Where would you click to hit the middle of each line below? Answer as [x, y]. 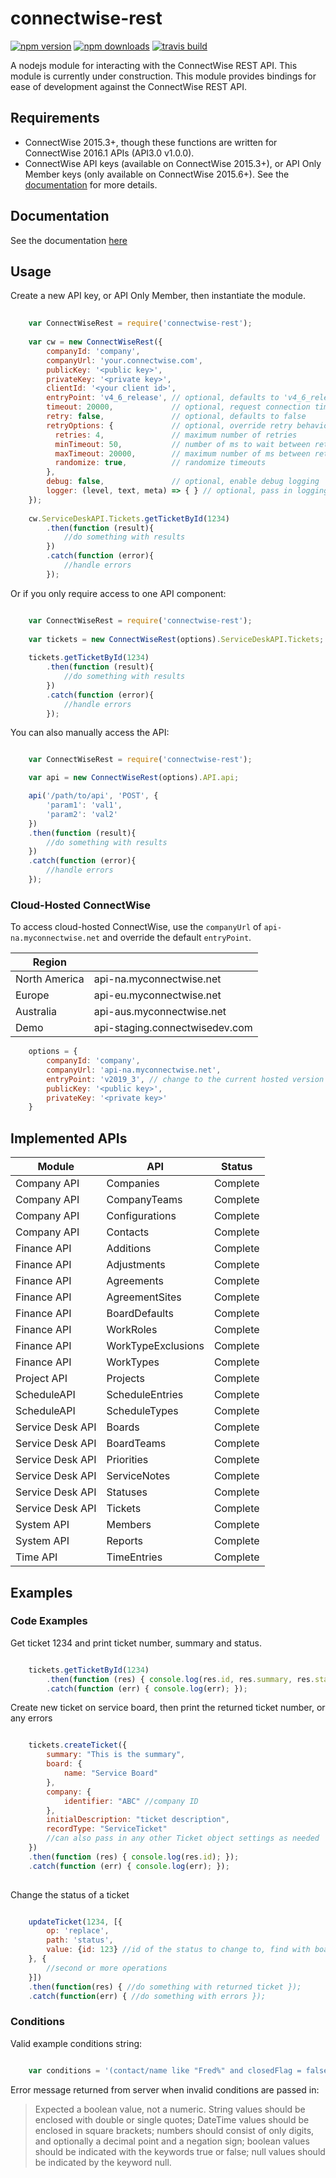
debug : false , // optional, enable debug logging [183, 482]
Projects [125, 1379]
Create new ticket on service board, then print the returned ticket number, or [168, 1708]
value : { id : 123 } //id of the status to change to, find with [178, 1950]
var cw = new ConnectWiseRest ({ [95, 342]
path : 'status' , [80, 1940]
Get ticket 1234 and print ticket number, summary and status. [136, 1643]
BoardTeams [136, 1444]
